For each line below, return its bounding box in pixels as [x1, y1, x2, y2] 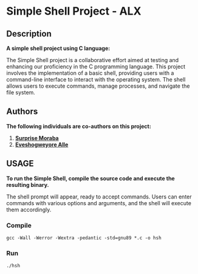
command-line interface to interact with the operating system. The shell [6, 76, 186, 83]
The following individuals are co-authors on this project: [6, 122, 152, 130]
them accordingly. [6, 206, 52, 213]
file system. [6, 89, 35, 96]
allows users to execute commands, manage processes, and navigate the [6, 82, 190, 90]
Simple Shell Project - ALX [6, 4, 142, 18]
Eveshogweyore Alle [15, 141, 69, 148]
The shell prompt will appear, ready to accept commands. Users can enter [6, 193, 193, 200]
